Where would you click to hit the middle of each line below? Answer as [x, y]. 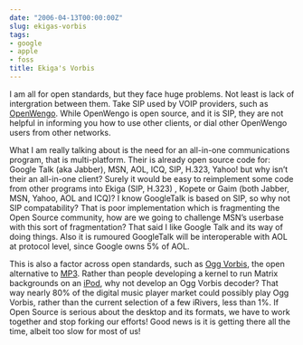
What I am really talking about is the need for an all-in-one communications [150, 149]
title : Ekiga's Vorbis [52, 69]
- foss [22, 60]
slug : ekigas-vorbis [48, 26]
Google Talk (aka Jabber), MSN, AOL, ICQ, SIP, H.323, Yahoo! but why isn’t [149, 169]
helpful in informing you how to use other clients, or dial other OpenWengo [148, 122]
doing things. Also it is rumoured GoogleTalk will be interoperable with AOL [148, 236]
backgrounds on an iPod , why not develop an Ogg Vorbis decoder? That [144, 283]
